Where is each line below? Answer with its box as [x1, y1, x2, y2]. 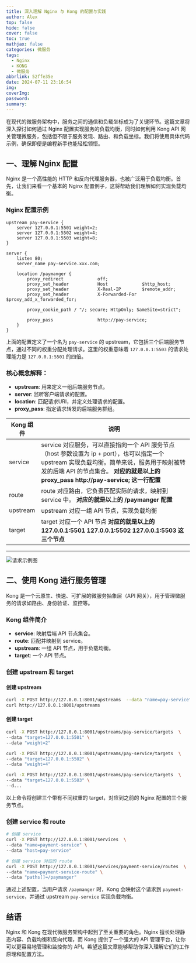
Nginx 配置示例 [6, 206, 49, 214]
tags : [6, 52, 19, 58]
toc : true [6, 36, 30, 42]
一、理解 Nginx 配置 [6, 159, 78, 169]
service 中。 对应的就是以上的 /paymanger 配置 [41, 495, 173, 503]
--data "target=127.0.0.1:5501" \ [6, 734, 90, 741]
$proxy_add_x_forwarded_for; [6, 296, 77, 302]
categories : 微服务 [6, 47, 51, 53]
